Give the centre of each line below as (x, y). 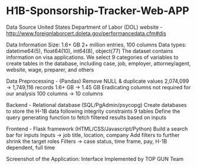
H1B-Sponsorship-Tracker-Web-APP (98, 11)
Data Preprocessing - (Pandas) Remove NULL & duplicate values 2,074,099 (98, 81)
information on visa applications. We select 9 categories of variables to (92, 57)
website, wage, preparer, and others (50, 69)
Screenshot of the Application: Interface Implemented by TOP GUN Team (95, 159)
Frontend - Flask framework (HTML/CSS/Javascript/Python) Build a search (97, 129)
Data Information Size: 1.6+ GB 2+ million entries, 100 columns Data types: (96, 45)
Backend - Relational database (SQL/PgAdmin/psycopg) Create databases (96, 105)
